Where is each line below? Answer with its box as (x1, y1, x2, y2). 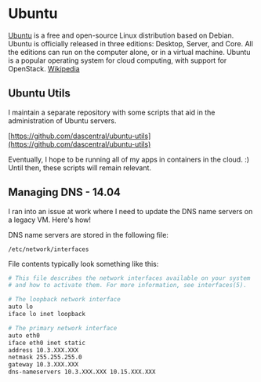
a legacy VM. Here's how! (8, 215, 92, 224)
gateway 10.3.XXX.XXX (8, 361, 79, 369)
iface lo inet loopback (8, 311, 86, 318)
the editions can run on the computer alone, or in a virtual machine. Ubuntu (8, 47, 251, 56)
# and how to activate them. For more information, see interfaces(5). (8, 282, 247, 289)
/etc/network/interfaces (8, 245, 89, 253)
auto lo (8, 303, 34, 311)
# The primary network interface (8, 324, 118, 332)
